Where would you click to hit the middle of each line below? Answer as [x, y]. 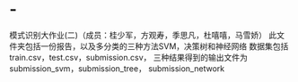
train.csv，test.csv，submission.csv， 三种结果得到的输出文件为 [129, 57]
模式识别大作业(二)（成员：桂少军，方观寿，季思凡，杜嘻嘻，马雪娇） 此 [143, 35]
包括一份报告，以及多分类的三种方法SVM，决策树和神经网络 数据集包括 [157, 46]
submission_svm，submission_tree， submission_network [117, 68]
